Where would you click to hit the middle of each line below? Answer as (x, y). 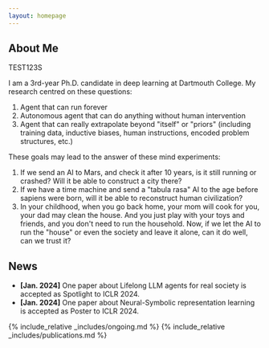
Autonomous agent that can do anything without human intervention (133, 116)
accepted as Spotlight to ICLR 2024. (80, 294)
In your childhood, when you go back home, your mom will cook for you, (139, 207)
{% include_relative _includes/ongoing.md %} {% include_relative (117, 327)
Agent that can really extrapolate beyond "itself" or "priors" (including (135, 125)
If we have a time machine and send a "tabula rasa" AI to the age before (139, 190)
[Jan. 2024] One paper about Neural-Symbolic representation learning (137, 303)
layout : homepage (37, 16)
